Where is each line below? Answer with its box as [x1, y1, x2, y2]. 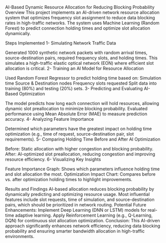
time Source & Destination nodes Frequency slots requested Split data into [5, 80, 157, 86]
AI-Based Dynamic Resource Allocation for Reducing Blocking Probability [5, 4, 155, 10]
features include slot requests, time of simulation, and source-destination [5, 196, 155, 202]
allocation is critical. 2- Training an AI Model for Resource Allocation [5, 65, 144, 71]
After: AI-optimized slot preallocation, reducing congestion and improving [5, 151, 155, 157]
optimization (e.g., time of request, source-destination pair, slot [5, 131, 134, 137]
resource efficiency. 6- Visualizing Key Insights [5, 156, 101, 162]
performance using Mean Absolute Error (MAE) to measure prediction [5, 111, 148, 117]
